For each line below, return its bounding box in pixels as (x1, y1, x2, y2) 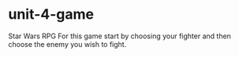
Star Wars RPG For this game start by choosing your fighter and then (8, 31, 231, 41)
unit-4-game (8, 5, 95, 23)
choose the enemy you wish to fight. (8, 39, 127, 48)
